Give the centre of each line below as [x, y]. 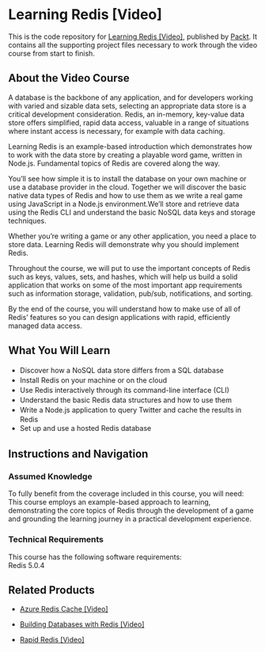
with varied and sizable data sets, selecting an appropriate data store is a [127, 105]
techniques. [27, 220]
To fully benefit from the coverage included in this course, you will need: [126, 494]
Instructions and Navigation [78, 454]
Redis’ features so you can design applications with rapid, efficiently [119, 317]
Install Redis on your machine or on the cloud [93, 380]
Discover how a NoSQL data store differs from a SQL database [121, 370]
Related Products [51, 590]
